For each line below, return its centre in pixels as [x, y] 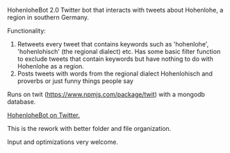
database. [22, 102]
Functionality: [27, 31]
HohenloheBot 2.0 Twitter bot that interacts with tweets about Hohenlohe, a [115, 10]
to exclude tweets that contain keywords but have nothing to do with [115, 59]
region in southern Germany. [48, 17]
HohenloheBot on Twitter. [44, 115]
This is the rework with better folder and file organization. [89, 128]
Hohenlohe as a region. [51, 66]
